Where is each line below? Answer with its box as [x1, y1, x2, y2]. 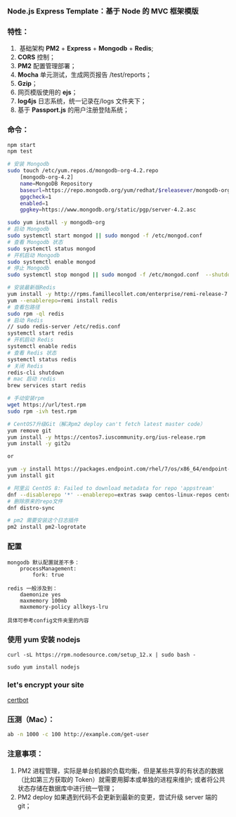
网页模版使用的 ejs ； [17, 88, 78, 96]
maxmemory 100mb [20, 598, 68, 605]
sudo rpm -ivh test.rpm [7, 408, 77, 415]
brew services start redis [7, 382, 86, 390]
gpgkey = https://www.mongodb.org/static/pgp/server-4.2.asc [20, 206, 197, 214]
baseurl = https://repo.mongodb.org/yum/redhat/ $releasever [20, 186, 193, 194]
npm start [7, 141, 37, 148]
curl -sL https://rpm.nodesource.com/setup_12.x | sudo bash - [7, 651, 197, 658]
